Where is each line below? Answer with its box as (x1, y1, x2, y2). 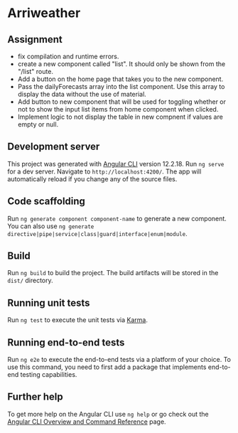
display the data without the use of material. (17, 90, 147, 98)
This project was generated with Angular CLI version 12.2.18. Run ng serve (7, 159, 225, 168)
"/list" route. (17, 68, 53, 75)
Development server (7, 141, 100, 153)
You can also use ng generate (7, 222, 94, 230)
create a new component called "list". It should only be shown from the (17, 60, 226, 68)
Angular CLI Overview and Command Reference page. (7, 417, 166, 426)
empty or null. (17, 120, 59, 129)
